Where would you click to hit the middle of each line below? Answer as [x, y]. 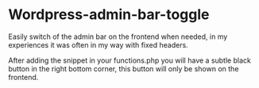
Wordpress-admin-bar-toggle [109, 15]
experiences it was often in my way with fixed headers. [98, 44]
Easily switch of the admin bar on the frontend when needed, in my [118, 36]
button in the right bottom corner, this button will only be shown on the [124, 68]
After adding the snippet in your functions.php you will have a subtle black [130, 60]
